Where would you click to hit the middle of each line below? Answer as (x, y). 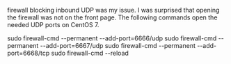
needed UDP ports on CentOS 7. (53, 25)
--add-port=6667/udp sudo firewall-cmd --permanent (118, 46)
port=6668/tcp (29, 53)
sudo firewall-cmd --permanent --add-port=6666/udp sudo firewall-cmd (112, 38)
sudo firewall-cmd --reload (90, 53)
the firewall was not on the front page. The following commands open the (112, 17)
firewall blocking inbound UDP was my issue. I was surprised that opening (113, 10)
